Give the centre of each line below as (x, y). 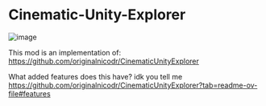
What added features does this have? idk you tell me (96, 76)
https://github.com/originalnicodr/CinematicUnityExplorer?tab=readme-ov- (133, 85)
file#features (29, 93)
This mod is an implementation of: (65, 52)
